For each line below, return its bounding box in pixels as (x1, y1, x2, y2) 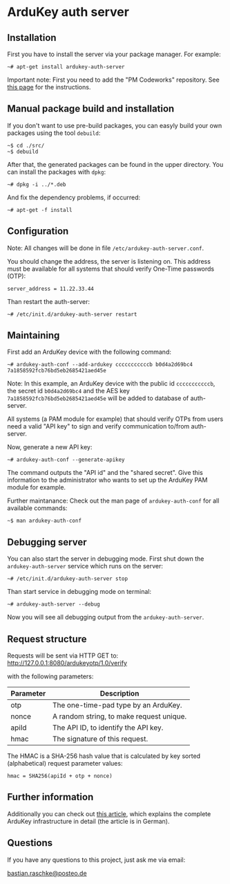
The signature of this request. (52, 734, 148, 744)
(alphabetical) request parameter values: (7, 759, 123, 768)
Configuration (7, 226, 69, 237)
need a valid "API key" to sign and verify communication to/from (7, 422, 190, 431)
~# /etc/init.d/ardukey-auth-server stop (7, 575, 128, 582)
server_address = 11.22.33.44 (7, 285, 95, 292)
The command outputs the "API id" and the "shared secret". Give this (7, 469, 204, 477)
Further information (7, 791, 94, 803)
